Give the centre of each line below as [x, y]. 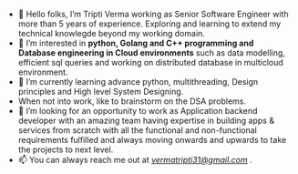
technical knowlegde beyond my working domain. [111, 33]
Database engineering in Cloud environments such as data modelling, [151, 53]
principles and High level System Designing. [101, 92]
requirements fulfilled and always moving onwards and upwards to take [152, 140]
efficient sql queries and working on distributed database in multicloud [151, 62]
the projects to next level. [66, 149]
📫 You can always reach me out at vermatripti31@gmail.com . [135, 160]
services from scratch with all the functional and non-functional [137, 130]
